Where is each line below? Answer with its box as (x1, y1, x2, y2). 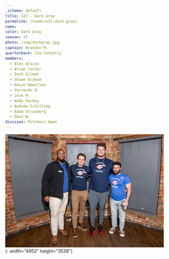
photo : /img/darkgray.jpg (5, 40, 59, 45)
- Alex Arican (10, 61, 39, 66)
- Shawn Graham (10, 77, 42, 82)
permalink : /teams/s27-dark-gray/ (5, 19, 78, 24)
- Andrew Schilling (10, 104, 51, 109)
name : (5, 24, 17, 29)
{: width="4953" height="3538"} (5, 248, 73, 254)
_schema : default (5, 8, 42, 13)
